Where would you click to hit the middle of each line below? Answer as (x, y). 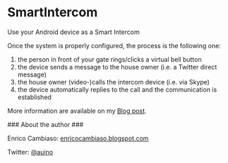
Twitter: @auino (30, 152)
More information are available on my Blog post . (77, 111)
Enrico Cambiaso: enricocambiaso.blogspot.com (78, 138)
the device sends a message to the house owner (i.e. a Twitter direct (117, 67)
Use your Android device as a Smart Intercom (73, 32)
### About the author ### (46, 124)
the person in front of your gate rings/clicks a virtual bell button (110, 59)
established (34, 97)
